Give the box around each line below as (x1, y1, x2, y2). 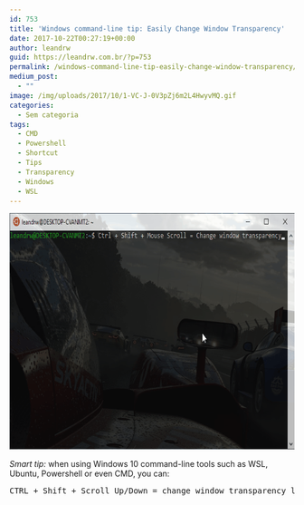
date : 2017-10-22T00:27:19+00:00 (9, 34, 136, 43)
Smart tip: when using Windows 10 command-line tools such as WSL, (9, 459, 269, 470)
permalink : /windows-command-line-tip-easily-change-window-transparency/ (9, 63, 298, 72)
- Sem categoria (17, 110, 79, 120)
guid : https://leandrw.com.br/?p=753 (9, 53, 152, 63)
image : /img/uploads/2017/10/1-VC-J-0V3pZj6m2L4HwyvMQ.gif (9, 91, 237, 100)
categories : (9, 101, 54, 110)
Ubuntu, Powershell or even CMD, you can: (9, 468, 170, 480)
